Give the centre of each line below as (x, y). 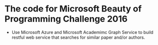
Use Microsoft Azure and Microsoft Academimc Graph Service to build (82, 32)
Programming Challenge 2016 (66, 19)
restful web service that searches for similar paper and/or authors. (78, 37)
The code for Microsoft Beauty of (73, 9)
